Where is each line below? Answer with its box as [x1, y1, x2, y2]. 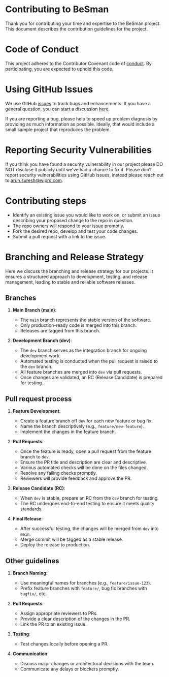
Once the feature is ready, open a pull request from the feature [20, 448, 151, 454]
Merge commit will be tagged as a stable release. [20, 536, 123, 542]
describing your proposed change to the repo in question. [12, 217, 133, 223]
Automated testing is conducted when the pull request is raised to [20, 358, 158, 364]
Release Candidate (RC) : [12, 485, 65, 491]
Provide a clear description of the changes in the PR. [20, 616, 130, 622]
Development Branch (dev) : [12, 337, 72, 344]
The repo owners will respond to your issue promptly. [12, 223, 124, 229]
